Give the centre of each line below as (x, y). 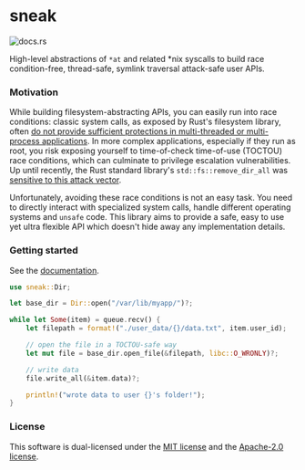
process (25, 141)
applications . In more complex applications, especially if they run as (168, 141)
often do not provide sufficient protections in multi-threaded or (127, 131)
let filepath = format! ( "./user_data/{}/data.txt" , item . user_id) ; (156, 329)
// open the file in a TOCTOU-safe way (102, 345)
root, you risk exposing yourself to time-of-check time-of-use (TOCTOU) (146, 151)
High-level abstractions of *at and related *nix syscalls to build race (137, 58)
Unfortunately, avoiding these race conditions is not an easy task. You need (151, 198)
